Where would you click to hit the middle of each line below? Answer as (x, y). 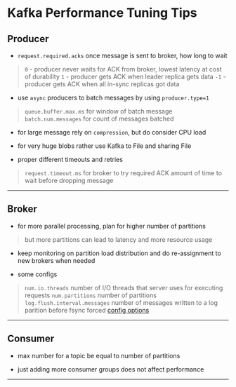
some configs (37, 274)
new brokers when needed (56, 260)
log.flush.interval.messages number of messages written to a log (121, 302)
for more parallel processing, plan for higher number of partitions (111, 226)
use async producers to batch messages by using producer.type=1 (113, 97)
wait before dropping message (69, 181)
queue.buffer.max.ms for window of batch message (98, 111)
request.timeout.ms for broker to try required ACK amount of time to (123, 173)
